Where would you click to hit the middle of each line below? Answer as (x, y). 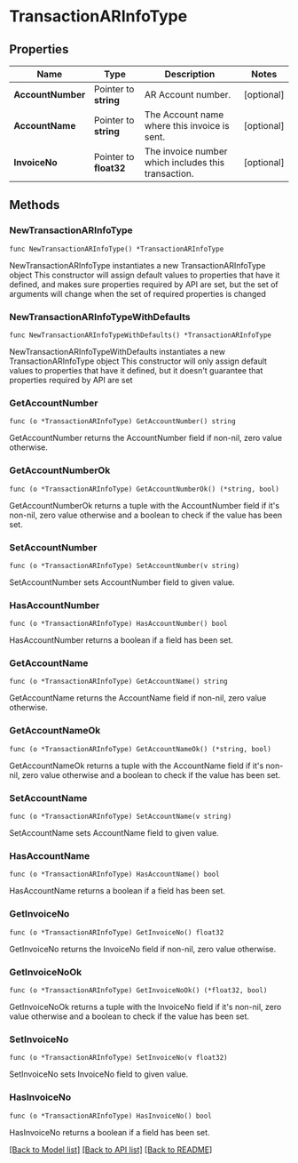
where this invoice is (187, 126)
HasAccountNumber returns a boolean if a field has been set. (121, 640)
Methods (35, 205)
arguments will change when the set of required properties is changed (137, 293)
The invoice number (186, 151)
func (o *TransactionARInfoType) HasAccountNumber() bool (118, 624)
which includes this (185, 162)
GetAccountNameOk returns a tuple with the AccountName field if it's (137, 766)
